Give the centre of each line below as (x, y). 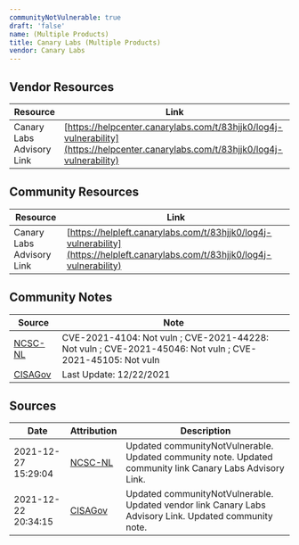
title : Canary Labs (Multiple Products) (85, 42)
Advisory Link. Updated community (199, 516)
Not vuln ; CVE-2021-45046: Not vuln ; (146, 349)
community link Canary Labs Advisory (205, 468)
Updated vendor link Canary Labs (196, 505)
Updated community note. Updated (199, 458)
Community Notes (61, 297)
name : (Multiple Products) (59, 34)
